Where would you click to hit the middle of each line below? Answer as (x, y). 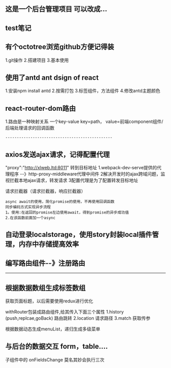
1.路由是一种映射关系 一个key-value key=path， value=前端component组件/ (84, 121)
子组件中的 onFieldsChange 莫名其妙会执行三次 (55, 359)
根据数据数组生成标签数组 (45, 288)
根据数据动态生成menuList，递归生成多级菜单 (53, 329)
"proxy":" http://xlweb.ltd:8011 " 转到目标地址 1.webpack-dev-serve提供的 (81, 168)
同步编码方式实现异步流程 (28, 207)
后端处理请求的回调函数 (30, 128)
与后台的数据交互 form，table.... (57, 346)
